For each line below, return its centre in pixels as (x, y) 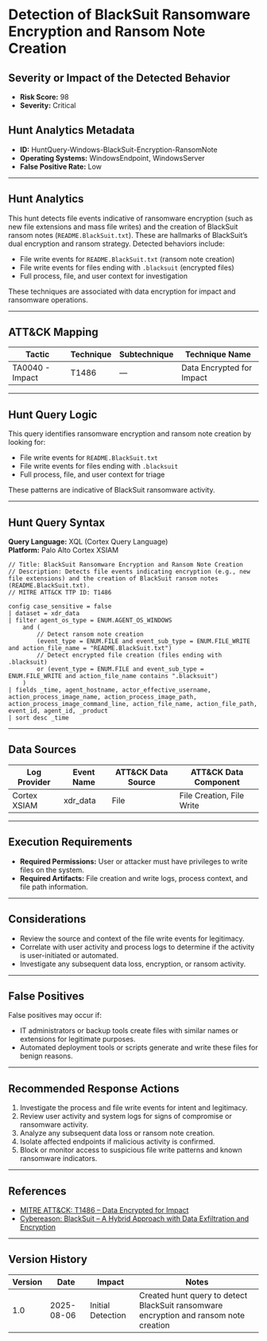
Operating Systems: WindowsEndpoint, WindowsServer (112, 158)
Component (217, 782)
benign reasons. (46, 1056)
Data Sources (43, 750)
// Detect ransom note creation (91, 634)
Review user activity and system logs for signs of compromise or (126, 1117)
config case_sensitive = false (60, 606)
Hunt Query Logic (53, 414)
